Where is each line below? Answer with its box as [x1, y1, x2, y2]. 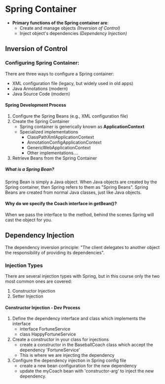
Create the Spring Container [12, 118, 70, 124]
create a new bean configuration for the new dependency [19, 363, 137, 369]
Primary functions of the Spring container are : [12, 20, 109, 26]
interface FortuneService [19, 326, 70, 332]
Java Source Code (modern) [12, 90, 70, 97]
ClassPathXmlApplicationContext [27, 134, 95, 140]
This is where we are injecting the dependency [19, 352, 115, 358]
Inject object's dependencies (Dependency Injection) [19, 30, 127, 36]
